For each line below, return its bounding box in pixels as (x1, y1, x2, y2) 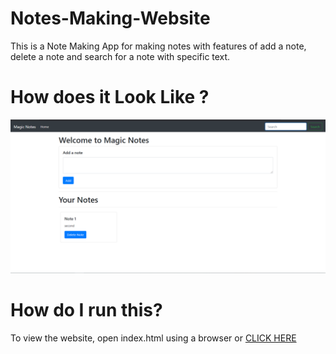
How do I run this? (10, 299, 163, 322)
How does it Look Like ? (10, 86, 210, 109)
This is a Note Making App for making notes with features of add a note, (10, 40, 307, 52)
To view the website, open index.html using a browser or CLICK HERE (10, 332, 297, 344)
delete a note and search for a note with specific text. (10, 50, 231, 62)
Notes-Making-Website (10, 7, 211, 30)
